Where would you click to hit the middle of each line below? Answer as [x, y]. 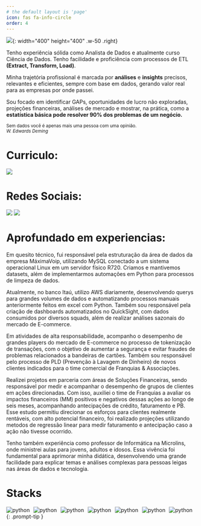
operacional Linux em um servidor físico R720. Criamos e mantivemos [94, 268]
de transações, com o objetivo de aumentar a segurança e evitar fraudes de [101, 349]
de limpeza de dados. [33, 281]
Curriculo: [32, 155]
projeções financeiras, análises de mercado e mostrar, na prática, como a [97, 108]
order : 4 [17, 23]
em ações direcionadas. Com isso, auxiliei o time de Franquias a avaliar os [99, 393]
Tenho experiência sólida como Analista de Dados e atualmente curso [93, 53]
